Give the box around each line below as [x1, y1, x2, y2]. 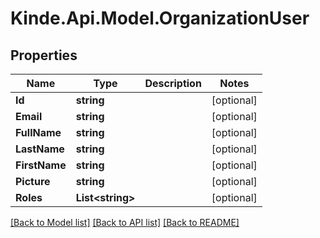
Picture [15, 175, 51, 188]
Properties [10, 47, 78, 64]
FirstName [15, 158, 67, 172]
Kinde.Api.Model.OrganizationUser [10, 7, 310, 30]
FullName [15, 126, 62, 139]
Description [144, 77, 202, 90]
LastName [15, 142, 65, 156]
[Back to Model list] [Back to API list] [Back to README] [10, 217, 240, 228]
